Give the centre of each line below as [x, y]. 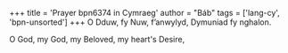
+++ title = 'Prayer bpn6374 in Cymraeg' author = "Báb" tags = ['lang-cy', [145, 13]
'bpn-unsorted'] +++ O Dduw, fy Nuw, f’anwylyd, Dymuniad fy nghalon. [140, 22]
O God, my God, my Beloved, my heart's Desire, [97, 39]
